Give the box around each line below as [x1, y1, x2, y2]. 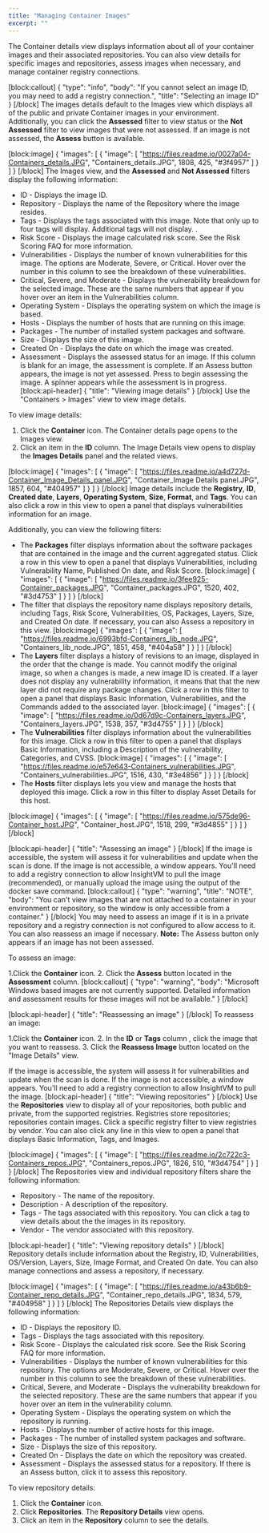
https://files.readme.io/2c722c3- [143, 1149, 251, 1159]
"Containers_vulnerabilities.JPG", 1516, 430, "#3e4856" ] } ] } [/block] [19, 770, 250, 780]
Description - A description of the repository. [19, 1199, 168, 1208]
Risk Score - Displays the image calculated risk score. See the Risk [19, 232, 241, 242]
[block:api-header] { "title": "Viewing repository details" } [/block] [8, 1240, 225, 1250]
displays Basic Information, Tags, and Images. [8, 1134, 160, 1144]
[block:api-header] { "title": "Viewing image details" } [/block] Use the [19, 385, 251, 395]
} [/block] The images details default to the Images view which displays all [8, 99, 253, 109]
